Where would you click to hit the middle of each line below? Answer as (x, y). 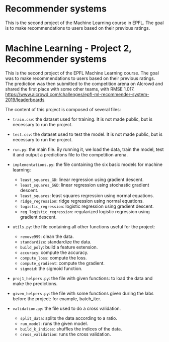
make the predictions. (35, 283)
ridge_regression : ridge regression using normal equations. (82, 201)
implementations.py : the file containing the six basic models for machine (87, 164)
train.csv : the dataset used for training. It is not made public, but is (82, 119)
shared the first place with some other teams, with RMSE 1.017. (70, 89)
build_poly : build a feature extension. (59, 247)
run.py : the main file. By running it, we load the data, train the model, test (88, 149)
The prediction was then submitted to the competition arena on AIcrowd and (84, 83)
